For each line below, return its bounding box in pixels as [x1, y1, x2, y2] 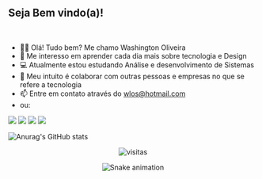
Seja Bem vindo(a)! [8, 6, 104, 20]
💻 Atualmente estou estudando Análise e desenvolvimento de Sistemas [19, 59, 255, 70]
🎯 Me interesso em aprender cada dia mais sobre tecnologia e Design [19, 51, 247, 60]
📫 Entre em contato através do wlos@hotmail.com [19, 89, 186, 98]
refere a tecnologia [19, 79, 82, 89]
